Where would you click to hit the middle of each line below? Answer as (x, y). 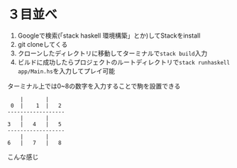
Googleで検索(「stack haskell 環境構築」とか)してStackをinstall (109, 35)
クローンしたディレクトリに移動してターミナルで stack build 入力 (112, 53)
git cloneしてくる (43, 44)
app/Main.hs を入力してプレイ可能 (66, 71)
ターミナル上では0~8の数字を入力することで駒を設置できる (94, 86)
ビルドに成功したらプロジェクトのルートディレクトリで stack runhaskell (124, 62)
